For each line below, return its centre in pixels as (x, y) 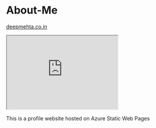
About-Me (32, 10)
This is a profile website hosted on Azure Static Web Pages (78, 118)
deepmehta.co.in (27, 27)
